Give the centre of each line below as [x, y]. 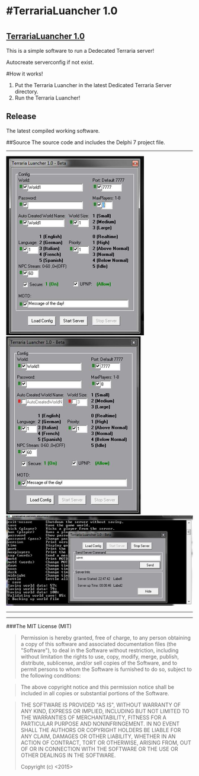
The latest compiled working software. [53, 131]
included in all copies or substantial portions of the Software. [95, 693]
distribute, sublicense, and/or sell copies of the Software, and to [99, 663]
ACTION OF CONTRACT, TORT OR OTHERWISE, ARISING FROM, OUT [106, 742]
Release [21, 117]
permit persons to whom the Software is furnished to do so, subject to [106, 669]
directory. [26, 91]
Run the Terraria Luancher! [47, 98]
